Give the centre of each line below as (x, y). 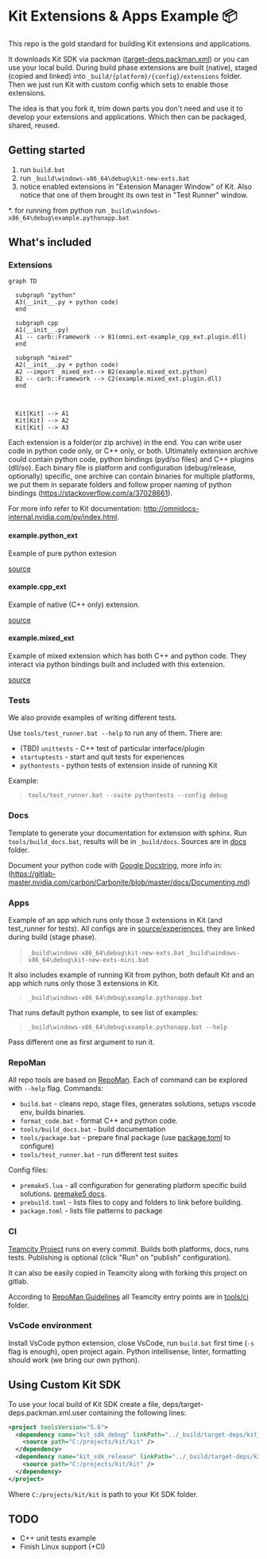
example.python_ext (43, 536)
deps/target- (183, 1404)
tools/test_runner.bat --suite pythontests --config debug (128, 795)
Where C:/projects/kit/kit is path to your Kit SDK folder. (103, 1494)
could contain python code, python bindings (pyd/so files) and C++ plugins (131, 459)
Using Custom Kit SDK (65, 1385)
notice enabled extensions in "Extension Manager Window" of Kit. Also (136, 186)
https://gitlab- (33, 873)
